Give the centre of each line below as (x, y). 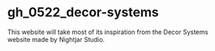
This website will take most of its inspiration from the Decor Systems (108, 32)
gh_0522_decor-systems (83, 12)
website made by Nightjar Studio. (56, 39)
